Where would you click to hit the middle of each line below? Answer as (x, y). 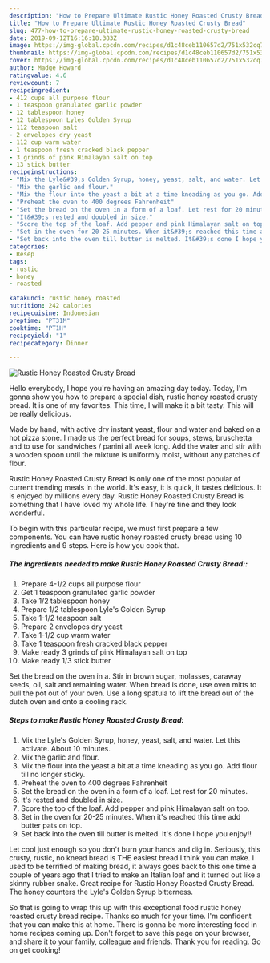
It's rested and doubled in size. (72, 800)
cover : (20, 61)
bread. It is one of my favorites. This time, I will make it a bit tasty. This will (132, 405)
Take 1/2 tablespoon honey (65, 601)
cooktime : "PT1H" (38, 328)
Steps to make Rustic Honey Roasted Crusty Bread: (97, 720)
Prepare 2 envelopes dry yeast (71, 627)
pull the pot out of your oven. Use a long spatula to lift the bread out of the (132, 693)
